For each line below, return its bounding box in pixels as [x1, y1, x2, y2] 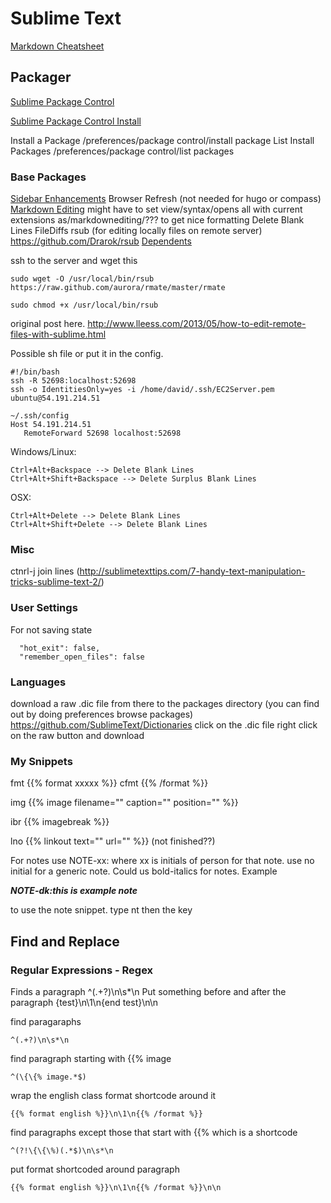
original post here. [10, 318, 86, 330]
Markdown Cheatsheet [10, 40, 105, 52]
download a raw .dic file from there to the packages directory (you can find [10, 697, 320, 709]
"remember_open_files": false [19, 652, 145, 662]
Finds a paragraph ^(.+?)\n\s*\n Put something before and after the [10, 985, 287, 997]
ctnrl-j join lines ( [10, 565, 80, 577]
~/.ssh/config [10, 411, 70, 421]
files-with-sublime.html [10, 328, 107, 341]
